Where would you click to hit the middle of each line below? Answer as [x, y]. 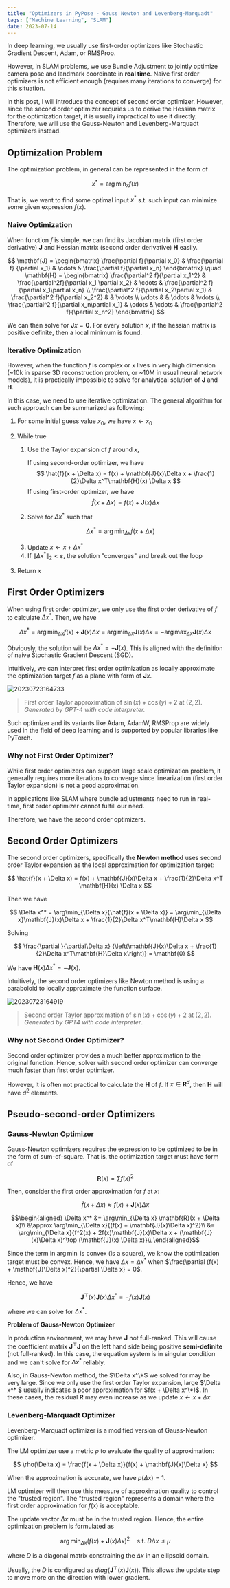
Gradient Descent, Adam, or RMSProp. [61, 53]
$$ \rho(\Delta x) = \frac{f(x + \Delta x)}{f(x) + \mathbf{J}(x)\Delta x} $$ [115, 1464]
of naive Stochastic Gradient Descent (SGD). [70, 655]
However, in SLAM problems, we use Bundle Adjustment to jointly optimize [113, 67]
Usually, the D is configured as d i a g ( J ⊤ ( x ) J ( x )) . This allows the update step [114, 1569]
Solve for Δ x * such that [60, 516]
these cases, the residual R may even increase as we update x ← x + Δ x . [110, 1397]
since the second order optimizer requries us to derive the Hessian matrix [111, 109]
